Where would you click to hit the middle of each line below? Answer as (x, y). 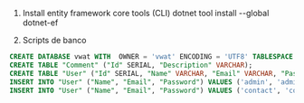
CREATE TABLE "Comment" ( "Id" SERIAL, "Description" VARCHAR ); (131, 65)
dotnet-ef (40, 23)
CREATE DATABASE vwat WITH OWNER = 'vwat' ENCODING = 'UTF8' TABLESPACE (152, 57)
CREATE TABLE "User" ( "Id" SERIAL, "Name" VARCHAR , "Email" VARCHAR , (143, 73)
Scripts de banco (54, 40)
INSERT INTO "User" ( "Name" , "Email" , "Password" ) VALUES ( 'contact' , (145, 90)
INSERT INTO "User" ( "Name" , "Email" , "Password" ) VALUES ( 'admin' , (141, 82)
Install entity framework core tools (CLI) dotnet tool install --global (146, 13)
